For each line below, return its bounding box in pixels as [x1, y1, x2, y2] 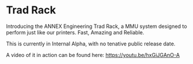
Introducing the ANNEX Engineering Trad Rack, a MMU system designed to [6, 23, 187, 30]
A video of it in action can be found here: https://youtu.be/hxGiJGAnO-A [6, 51, 180, 58]
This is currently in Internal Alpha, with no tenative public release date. [6, 40, 175, 47]
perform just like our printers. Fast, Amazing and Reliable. [6, 29, 144, 35]
